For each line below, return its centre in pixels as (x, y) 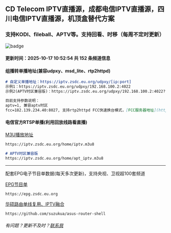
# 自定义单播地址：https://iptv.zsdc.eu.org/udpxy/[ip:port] (68, 82)
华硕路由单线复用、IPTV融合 (35, 204)
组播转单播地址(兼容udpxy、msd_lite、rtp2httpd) (58, 71)
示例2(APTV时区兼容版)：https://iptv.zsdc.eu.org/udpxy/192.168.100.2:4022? (85, 92)
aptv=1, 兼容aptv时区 (27, 105)
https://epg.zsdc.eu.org (32, 194)
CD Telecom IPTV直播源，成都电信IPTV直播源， (81, 9)
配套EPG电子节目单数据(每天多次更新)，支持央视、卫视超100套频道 (75, 173)
